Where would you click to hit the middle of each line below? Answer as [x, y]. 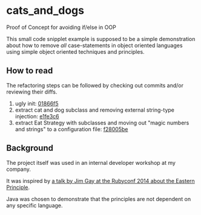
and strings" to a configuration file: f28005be [71, 129]
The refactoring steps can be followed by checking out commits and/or [95, 85]
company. [19, 169]
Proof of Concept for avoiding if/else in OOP [61, 27]
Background [30, 148]
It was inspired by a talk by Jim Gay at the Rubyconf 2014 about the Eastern [100, 181]
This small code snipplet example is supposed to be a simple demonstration [101, 39]
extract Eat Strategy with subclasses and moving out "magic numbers [102, 123]
